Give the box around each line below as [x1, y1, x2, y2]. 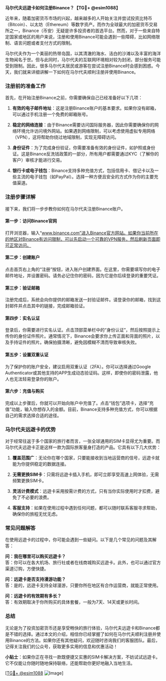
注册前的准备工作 [5, 83, 46, 89]
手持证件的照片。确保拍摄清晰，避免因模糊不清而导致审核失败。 [9, 340, 139, 345]
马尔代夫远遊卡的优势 [5, 426, 56, 433]
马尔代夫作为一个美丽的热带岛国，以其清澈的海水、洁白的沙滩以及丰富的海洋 [5, 50, 161, 56]
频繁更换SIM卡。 [12, 478, 47, 484]
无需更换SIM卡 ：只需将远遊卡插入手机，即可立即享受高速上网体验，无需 [12, 471, 159, 477]
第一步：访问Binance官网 [5, 218, 57, 224]
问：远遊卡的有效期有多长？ [5, 593, 62, 599]
